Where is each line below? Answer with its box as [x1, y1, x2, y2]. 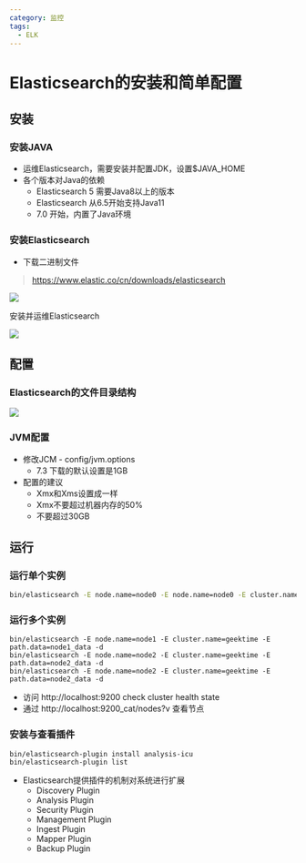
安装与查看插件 [9, 728, 76, 741]
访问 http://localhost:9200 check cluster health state [22, 692, 220, 703]
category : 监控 [9, 13, 65, 23]
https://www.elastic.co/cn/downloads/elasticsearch [31, 274, 226, 285]
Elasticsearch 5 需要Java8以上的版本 [36, 186, 175, 197]
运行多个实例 [9, 614, 66, 626]
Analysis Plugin [36, 794, 94, 806]
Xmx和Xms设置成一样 [36, 488, 118, 499]
